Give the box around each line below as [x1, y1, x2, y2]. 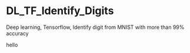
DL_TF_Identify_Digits [6, 4, 114, 18]
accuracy [6, 29, 29, 37]
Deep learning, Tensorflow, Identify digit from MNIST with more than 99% [6, 24, 185, 31]
